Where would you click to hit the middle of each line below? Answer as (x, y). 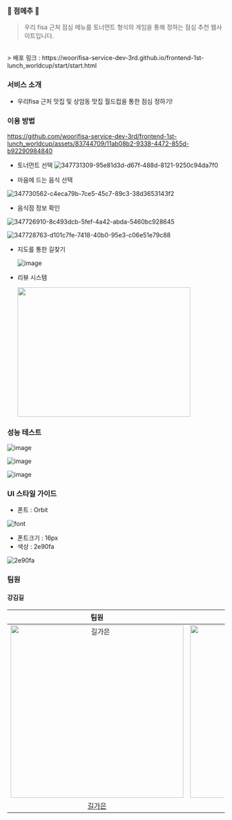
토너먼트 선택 (35, 165)
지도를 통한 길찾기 (41, 249)
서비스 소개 (25, 85)
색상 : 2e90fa (36, 547)
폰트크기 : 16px (38, 538)
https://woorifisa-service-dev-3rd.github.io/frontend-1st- (123, 58)
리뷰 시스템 (32, 277)
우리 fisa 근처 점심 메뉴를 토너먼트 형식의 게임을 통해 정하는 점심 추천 (116, 27)
